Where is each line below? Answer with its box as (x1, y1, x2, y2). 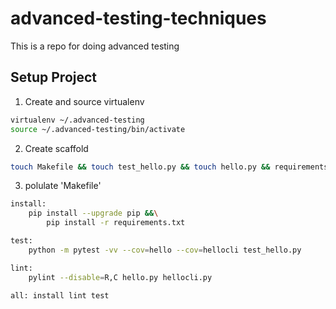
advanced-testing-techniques (10, 7, 267, 30)
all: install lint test (10, 290, 110, 301)
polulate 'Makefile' (24, 180, 102, 192)
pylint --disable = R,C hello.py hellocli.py (28, 272, 213, 282)
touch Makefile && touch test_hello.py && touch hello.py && (10, 162, 271, 172)
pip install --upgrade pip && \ (28, 208, 159, 219)
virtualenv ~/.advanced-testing (10, 115, 145, 125)
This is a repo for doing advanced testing (10, 40, 180, 52)
